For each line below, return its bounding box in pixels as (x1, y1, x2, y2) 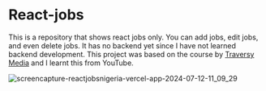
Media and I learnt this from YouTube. (8, 58, 134, 68)
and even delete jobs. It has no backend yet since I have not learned (8, 40, 237, 50)
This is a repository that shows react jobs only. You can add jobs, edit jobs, (8, 32, 259, 42)
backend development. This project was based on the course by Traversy (8, 49, 255, 59)
